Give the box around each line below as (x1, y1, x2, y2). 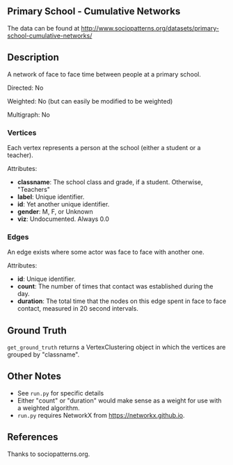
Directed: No (7, 83, 44, 92)
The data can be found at (7, 24, 80, 32)
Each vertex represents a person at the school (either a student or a (7, 143, 201, 152)
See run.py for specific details (17, 389, 104, 397)
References (7, 431, 58, 443)
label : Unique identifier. (17, 193, 85, 201)
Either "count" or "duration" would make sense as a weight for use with (17, 396, 222, 405)
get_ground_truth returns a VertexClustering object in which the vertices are (7, 343, 226, 352)
